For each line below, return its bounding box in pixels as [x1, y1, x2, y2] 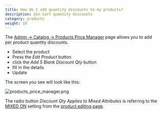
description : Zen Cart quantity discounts [5, 12, 93, 17]
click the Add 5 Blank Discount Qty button [12, 59, 97, 65]
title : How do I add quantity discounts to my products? [5, 7, 123, 12]
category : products [5, 16, 45, 21]
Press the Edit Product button [12, 54, 72, 60]
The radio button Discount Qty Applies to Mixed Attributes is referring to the [5, 98, 158, 104]
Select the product [12, 49, 50, 55]
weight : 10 [5, 21, 27, 26]
